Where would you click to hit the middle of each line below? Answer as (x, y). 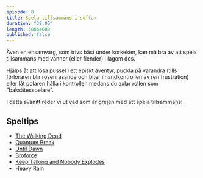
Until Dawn (29, 149)
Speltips (22, 121)
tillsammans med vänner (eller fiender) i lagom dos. (71, 59)
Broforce (26, 155)
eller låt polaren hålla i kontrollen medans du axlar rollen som (82, 84)
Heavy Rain (30, 168)
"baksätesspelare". (30, 90)
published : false (28, 35)
